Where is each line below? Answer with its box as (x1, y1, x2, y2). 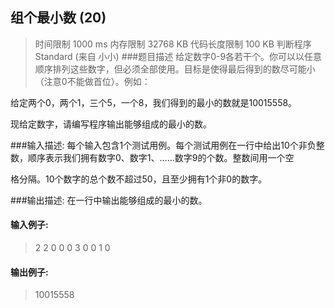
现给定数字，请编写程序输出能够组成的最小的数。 (10, 118, 212, 130)
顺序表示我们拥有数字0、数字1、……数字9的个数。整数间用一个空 (27, 151, 295, 163)
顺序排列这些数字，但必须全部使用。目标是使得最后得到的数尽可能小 (34, 63, 316, 75)
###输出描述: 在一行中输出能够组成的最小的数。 (10, 194, 208, 206)
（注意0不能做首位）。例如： (34, 75, 151, 87)
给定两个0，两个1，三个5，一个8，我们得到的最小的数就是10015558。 (10, 96, 298, 108)
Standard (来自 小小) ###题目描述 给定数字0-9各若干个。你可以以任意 (34, 50, 323, 62)
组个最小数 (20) (10, 9, 107, 27)
